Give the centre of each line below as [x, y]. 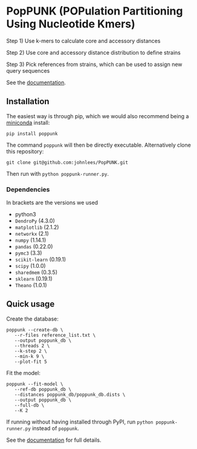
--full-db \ [29, 405]
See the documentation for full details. [54, 440]
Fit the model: [23, 373]
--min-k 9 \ [29, 356]
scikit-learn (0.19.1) [40, 259]
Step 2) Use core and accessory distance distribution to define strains [94, 52]
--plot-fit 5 [31, 362]
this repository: [25, 151]
